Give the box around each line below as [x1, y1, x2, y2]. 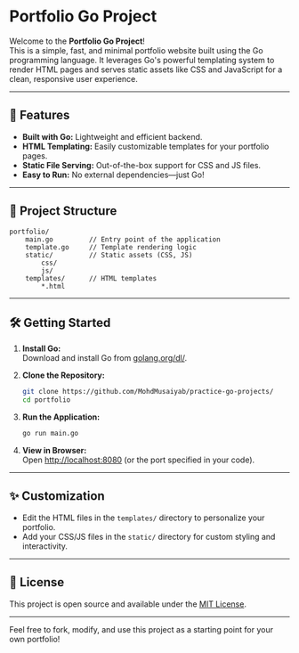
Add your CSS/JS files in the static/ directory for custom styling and [21, 531, 276, 542]
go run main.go [21, 429, 79, 438]
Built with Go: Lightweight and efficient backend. [21, 131, 203, 142]
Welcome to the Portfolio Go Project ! [9, 36, 145, 46]
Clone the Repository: [21, 370, 105, 380]
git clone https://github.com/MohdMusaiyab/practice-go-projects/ [21, 388, 274, 396]
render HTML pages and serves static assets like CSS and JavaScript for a [9, 64, 283, 75]
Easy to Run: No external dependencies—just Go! [21, 169, 205, 180]
